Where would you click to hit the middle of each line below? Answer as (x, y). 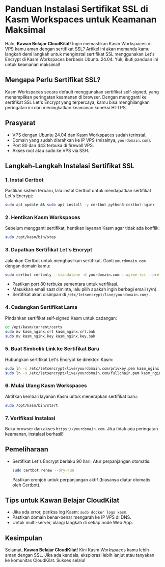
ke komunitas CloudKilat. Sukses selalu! (45, 560)
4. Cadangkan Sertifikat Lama (41, 307)
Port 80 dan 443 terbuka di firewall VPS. (53, 145)
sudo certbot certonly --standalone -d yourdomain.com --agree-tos (76, 275)
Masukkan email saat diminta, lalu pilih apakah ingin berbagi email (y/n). (85, 289)
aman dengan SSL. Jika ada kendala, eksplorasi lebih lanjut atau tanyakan (80, 555)
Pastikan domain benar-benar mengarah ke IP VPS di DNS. (72, 517)
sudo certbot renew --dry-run (43, 470)
